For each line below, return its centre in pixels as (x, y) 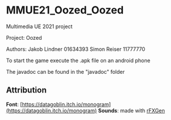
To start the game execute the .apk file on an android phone (78, 60)
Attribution (26, 90)
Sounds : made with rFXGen (131, 110)
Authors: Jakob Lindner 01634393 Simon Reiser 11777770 (76, 49)
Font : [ (14, 104)
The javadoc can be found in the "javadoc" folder (65, 71)
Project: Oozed (24, 37)
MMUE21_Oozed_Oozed (65, 10)
